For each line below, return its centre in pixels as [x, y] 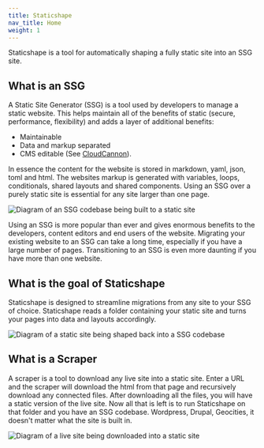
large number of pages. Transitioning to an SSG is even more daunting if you [132, 250]
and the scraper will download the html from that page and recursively [122, 386]
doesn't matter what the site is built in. [70, 420]
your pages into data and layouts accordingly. [82, 319]
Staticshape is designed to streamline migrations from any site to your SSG [130, 302]
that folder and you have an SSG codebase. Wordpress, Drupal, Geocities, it [131, 412]
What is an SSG [46, 86]
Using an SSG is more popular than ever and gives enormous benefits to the [132, 225]
